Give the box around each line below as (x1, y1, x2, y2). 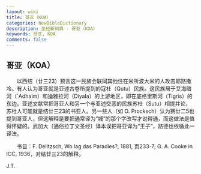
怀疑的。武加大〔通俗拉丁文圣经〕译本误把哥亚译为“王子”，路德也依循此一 (11, 122, 195, 130)
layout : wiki (6, 8, 39, 15)
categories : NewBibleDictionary (6, 20, 87, 26)
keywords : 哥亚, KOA (6, 31, 56, 37)
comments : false (6, 37, 47, 43)
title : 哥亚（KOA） (6, 14, 52, 20)
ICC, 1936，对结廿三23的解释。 (6, 150, 85, 157)
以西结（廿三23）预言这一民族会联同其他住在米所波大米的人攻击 (16, 77, 176, 85)
